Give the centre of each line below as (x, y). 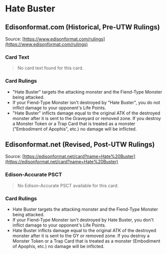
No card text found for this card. (50, 68)
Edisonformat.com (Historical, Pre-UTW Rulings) (83, 27)
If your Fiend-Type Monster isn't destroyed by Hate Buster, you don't (83, 220)
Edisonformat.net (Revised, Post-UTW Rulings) (80, 144)
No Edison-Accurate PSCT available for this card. (68, 185)
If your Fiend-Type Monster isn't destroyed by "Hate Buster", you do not (86, 102)
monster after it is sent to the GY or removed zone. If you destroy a (81, 236)
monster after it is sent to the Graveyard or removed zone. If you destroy (86, 118)
